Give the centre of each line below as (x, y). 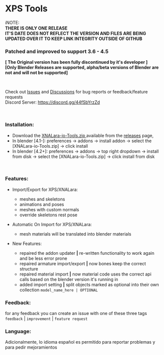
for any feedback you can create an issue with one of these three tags (76, 314)
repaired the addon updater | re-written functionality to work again (87, 253)
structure (29, 269)
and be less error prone (43, 258)
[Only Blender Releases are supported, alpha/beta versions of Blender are (82, 68)
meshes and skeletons (42, 199)
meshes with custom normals (49, 209)
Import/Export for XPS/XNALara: (45, 189)
